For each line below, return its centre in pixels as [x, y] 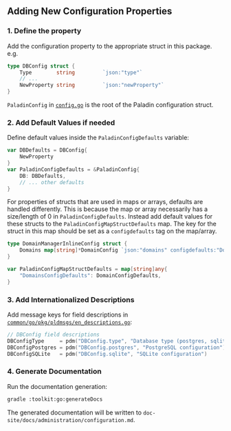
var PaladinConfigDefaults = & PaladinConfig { [73, 169]
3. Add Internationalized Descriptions [71, 299]
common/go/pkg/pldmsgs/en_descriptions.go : [70, 322]
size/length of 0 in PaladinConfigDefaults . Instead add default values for [110, 217]
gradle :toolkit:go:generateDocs [55, 399]
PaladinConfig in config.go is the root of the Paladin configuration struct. [110, 105]
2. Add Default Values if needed [61, 122]
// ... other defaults [52, 182]
